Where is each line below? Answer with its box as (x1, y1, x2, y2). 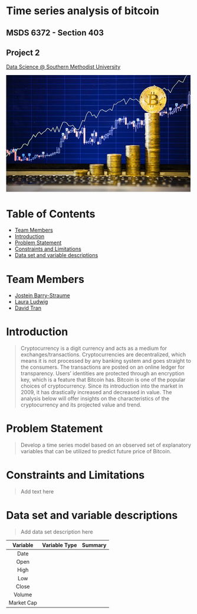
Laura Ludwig (14, 298, 48, 306)
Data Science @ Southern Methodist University (6, 63, 121, 70)
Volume (14, 591, 32, 598)
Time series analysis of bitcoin (6, 4, 159, 18)
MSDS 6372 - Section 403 (6, 28, 104, 38)
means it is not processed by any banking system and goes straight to (20, 358, 192, 365)
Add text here (20, 488, 54, 495)
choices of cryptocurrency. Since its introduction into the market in (20, 382, 183, 389)
